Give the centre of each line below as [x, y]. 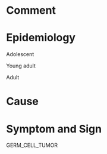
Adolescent [20, 54]
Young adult [21, 66]
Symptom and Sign [54, 129]
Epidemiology [41, 38]
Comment [31, 10]
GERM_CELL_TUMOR [32, 145]
